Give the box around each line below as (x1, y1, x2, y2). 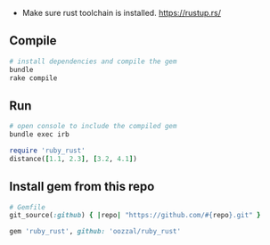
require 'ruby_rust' (9, 146, 86, 155)
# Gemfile (9, 202, 46, 212)
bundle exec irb (9, 130, 70, 139)
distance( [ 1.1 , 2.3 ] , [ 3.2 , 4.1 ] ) (9, 154, 138, 163)
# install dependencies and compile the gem (9, 57, 177, 66)
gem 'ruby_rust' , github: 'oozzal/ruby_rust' (9, 227, 181, 236)
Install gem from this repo (9, 179, 155, 194)
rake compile (9, 73, 58, 83)
